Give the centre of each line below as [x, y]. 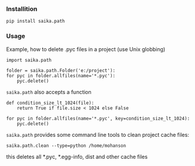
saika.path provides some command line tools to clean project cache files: [97, 134]
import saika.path [29, 60]
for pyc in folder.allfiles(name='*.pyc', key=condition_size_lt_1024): [98, 118]
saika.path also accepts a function [49, 92]
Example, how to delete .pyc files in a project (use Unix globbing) [86, 49]
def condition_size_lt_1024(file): [50, 103]
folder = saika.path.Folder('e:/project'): [61, 70]
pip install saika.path [36, 21]
